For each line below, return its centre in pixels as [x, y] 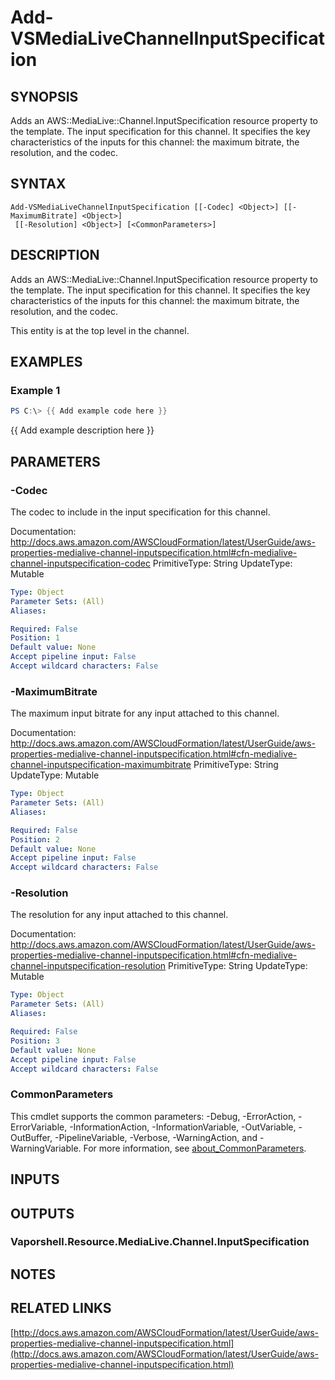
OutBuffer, [31, 1137]
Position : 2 [35, 839]
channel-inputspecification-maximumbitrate [101, 765]
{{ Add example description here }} [82, 430]
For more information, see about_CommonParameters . [195, 1148]
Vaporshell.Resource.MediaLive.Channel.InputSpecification [160, 1242]
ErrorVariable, [39, 1127]
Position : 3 [35, 1041]
